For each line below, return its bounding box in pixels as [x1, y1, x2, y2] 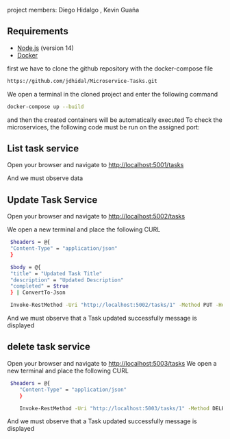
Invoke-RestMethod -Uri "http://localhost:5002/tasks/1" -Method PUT [10, 301, 213, 309]
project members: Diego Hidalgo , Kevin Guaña [7, 6, 140, 14]
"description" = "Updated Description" [10, 277, 125, 284]
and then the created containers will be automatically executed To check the [7, 116, 222, 124]
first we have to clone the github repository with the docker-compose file [7, 64, 214, 73]
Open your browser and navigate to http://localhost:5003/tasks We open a [7, 359, 217, 367]
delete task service [7, 341, 91, 353]
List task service [7, 142, 79, 154]
